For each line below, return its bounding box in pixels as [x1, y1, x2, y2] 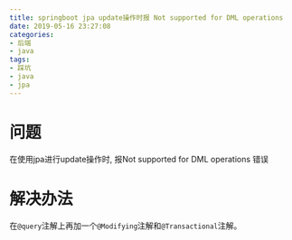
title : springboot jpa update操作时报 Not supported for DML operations [9, 13, 284, 23]
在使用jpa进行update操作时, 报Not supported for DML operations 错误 [9, 153, 269, 164]
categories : [9, 30, 54, 39]
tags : [9, 55, 30, 64]
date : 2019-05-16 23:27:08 [9, 22, 111, 31]
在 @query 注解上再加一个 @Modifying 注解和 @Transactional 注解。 [9, 220, 242, 231]
